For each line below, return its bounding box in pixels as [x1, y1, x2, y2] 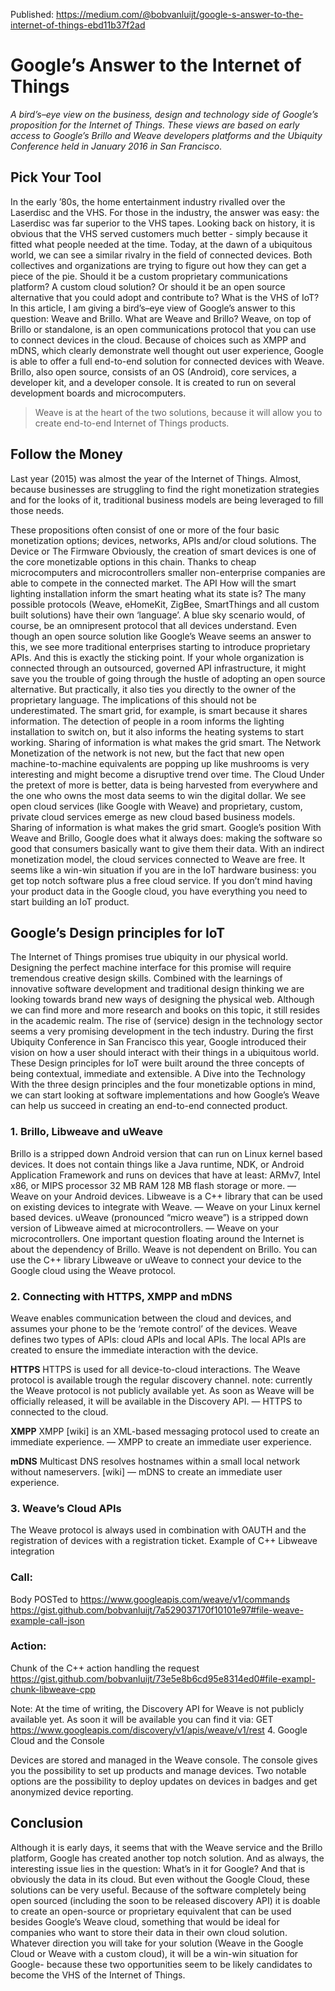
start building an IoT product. [10, 895, 130, 908]
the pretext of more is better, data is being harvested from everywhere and [10, 779, 318, 791]
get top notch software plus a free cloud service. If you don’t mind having [10, 874, 313, 886]
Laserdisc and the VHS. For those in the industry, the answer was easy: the [10, 206, 320, 218]
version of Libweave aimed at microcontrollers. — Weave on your [10, 1222, 280, 1234]
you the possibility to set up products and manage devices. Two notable [10, 1764, 307, 1776]
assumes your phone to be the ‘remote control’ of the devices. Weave [10, 1322, 298, 1334]
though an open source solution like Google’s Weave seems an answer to [10, 630, 312, 642]
